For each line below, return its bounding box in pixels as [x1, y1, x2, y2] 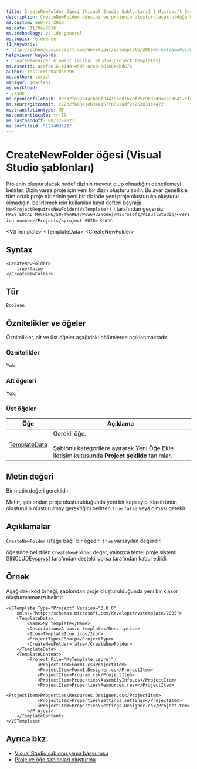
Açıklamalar [6, 522, 51, 532]
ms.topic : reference [6, 36, 57, 42]
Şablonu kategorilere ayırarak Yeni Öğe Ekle [53, 444, 174, 453]
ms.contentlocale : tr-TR [6, 112, 67, 118]
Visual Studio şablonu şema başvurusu [14, 750, 108, 757]
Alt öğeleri [6, 376, 37, 384]
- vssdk [6, 90, 25, 96]
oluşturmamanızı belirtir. [6, 593, 64, 601]
